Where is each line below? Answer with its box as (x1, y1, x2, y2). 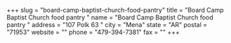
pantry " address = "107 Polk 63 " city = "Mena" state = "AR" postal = (6, 21, 208, 28)
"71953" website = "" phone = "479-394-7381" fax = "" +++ (6, 28, 180, 36)
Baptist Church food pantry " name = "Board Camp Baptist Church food (6, 13, 213, 21)
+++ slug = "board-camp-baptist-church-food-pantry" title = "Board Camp (6, 6, 224, 14)
